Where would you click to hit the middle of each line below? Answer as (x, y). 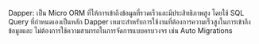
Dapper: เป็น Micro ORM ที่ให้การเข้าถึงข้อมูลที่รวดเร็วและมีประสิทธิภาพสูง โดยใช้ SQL (126, 13)
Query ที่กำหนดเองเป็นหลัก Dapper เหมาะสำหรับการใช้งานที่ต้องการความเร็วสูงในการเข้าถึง (130, 22)
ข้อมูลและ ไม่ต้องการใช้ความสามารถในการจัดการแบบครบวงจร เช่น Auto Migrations (120, 31)
